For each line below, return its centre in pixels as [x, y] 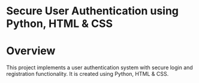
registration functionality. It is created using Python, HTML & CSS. [88, 74]
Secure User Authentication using [92, 11]
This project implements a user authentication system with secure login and [99, 67]
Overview [31, 51]
